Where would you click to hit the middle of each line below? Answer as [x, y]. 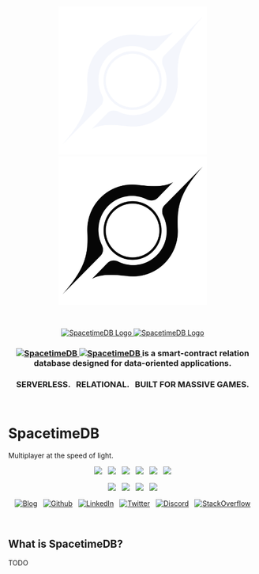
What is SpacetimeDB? [66, 544]
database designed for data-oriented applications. [133, 363]
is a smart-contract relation [195, 353]
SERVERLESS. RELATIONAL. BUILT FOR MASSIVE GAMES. [133, 384]
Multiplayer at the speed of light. [61, 456]
